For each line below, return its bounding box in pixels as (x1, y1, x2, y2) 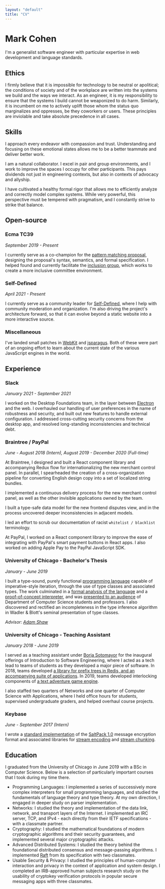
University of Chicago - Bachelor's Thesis (5, 557, 107, 564)
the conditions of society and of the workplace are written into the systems (5, 87, 158, 93)
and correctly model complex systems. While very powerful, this (5, 191, 136, 197)
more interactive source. (5, 316, 55, 322)
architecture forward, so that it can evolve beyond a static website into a (5, 311, 152, 317)
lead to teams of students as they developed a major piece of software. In (5, 662, 155, 668)
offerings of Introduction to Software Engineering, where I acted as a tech (5, 657, 155, 663)
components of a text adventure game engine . (5, 678, 99, 684)
